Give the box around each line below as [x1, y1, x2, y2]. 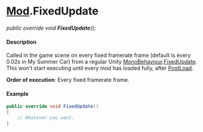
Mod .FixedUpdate [6, 4, 99, 18]
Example [6, 90, 29, 97]
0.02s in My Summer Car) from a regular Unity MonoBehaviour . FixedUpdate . [6, 58, 198, 65]
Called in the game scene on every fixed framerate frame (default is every [6, 51, 191, 59]
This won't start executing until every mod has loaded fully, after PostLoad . [6, 65, 194, 72]
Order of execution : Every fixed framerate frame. [6, 76, 130, 84]
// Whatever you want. [17, 115, 75, 121]
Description [6, 38, 37, 45]
